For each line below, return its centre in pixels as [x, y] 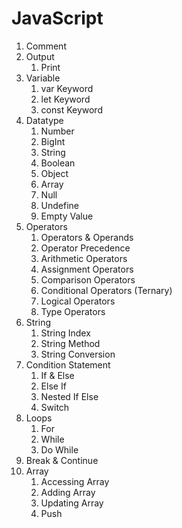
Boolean [58, 163]
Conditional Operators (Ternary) [106, 290]
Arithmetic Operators [84, 258]
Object [54, 173]
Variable [43, 78]
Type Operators [73, 311]
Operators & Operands [87, 237]
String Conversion [78, 354]
